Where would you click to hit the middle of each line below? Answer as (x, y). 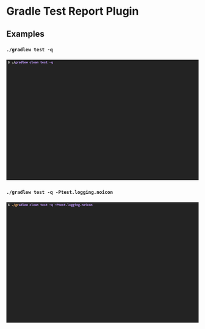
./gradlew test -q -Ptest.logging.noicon (60, 193)
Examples (25, 34)
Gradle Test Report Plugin (73, 11)
